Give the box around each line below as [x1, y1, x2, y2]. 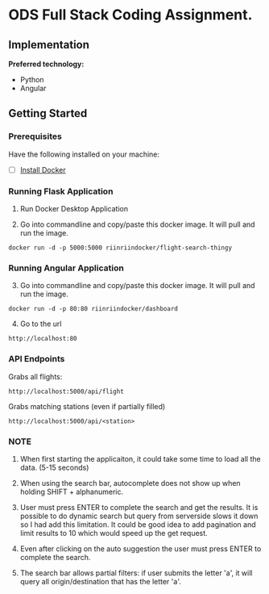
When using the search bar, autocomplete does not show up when [19, 478, 241, 487]
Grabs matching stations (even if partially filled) [8, 401, 166, 411]
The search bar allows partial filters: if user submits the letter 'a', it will [19, 567, 253, 578]
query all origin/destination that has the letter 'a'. [19, 576, 181, 586]
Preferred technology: [8, 59, 85, 69]
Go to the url [19, 319, 62, 328]
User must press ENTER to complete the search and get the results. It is [19, 502, 259, 512]
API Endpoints [8, 353, 65, 365]
